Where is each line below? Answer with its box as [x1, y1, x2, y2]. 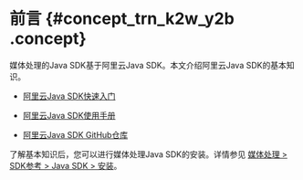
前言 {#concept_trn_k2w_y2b [9, 8, 235, 29]
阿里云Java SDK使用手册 [22, 110, 116, 121]
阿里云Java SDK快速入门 [22, 90, 116, 101]
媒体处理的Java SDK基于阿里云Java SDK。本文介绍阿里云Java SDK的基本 [9, 59, 287, 70]
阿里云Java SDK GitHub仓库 [22, 129, 129, 140]
